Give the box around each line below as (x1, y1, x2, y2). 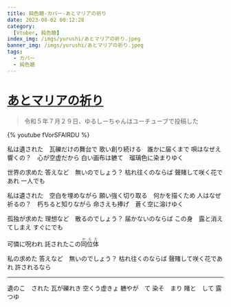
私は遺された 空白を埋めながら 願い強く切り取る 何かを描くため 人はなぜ (7, 191, 221, 199)
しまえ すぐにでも (12, 223, 63, 231)
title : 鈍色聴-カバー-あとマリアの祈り (7, 10, 107, 17)
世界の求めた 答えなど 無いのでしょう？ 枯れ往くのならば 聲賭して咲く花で (7, 168, 223, 176)
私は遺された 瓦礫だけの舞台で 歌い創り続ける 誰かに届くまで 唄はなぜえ (7, 145, 221, 153)
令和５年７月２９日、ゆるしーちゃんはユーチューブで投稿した (23, 117, 199, 125)
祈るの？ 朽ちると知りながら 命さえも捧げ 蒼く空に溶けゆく (7, 200, 184, 208)
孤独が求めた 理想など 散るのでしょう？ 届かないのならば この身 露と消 (7, 214, 217, 223)
